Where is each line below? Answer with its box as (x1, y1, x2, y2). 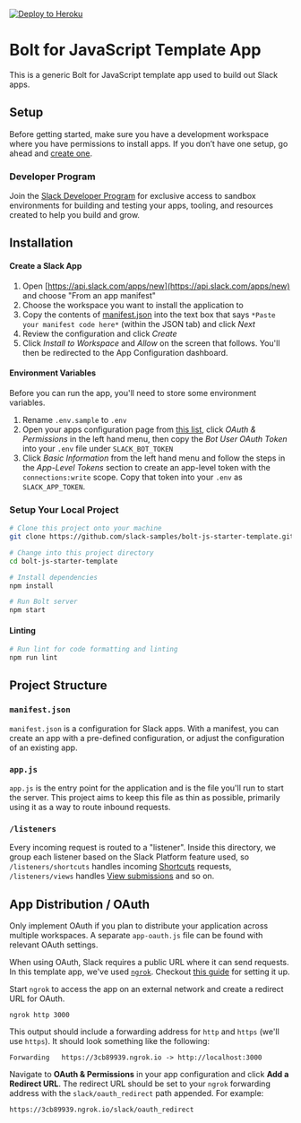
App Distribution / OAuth (9, 896, 150, 911)
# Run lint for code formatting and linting (9, 645, 178, 654)
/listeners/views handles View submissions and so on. (9, 870, 215, 882)
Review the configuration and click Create (21, 328, 177, 339)
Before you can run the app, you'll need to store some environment (9, 387, 257, 398)
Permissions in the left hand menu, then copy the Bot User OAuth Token (21, 433, 288, 444)
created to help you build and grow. (9, 210, 141, 220)
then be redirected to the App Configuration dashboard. (21, 347, 228, 358)
